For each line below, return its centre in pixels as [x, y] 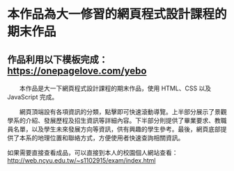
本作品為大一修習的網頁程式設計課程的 [117, 14]
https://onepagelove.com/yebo [77, 71]
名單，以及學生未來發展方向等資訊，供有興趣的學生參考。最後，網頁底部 [117, 129]
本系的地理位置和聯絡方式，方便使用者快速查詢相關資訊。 [102, 138]
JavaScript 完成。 [33, 97]
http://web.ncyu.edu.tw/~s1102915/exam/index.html [81, 160]
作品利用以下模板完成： [57, 59]
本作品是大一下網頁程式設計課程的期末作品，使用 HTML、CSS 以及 [115, 88]
